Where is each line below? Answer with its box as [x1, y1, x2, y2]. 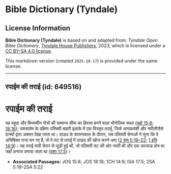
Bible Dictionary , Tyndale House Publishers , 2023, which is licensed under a [5, 43, 165, 49]
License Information [5, 24, 70, 32]
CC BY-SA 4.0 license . [5, 48, 52, 54]
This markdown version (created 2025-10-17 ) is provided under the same [5, 58, 158, 64]
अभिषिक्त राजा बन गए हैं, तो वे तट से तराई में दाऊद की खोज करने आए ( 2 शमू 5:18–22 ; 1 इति [5, 137, 158, 143]
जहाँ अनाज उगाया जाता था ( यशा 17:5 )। [5, 149, 71, 155]
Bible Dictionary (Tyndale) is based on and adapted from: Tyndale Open [5, 37, 158, 43]
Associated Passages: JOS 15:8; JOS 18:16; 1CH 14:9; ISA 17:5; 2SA [12, 159, 155, 165]
